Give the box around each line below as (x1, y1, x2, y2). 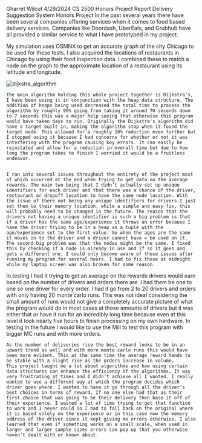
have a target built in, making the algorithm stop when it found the (6, 124, 188, 130)
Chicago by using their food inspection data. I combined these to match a (6, 56, 189, 62)
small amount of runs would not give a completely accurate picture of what (6, 298, 194, 305)
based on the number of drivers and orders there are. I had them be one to (6, 279, 192, 285)
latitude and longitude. (6, 68, 62, 75)
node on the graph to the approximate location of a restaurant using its (6, 62, 183, 69)
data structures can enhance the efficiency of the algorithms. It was (6, 368, 191, 375)
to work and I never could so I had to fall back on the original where (6, 405, 194, 411)
